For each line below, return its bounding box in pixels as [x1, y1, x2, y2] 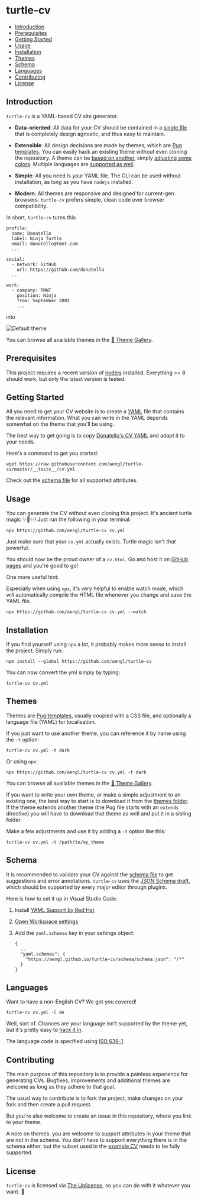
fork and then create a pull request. [6, 1101, 92, 1108]
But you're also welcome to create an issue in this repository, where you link [6, 1112, 191, 1119]
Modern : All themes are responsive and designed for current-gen [14, 190, 174, 197]
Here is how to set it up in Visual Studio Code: [6, 895, 118, 902]
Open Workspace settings [14, 918, 79, 925]
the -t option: [6, 736, 40, 743]
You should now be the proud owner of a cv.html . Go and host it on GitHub [6, 556, 189, 563]
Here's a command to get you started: [6, 450, 99, 457]
